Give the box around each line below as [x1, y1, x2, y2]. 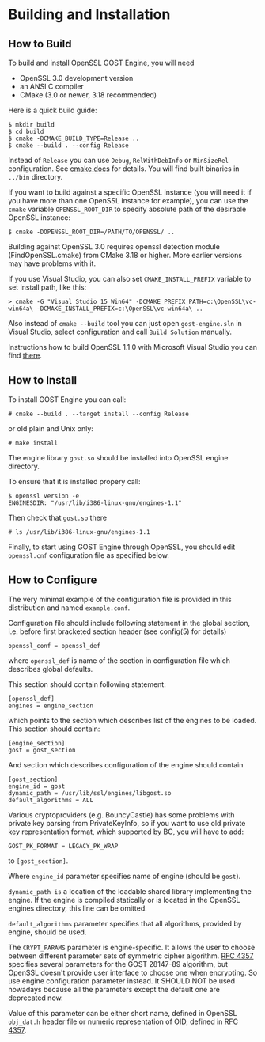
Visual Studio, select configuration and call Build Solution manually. [8, 327, 232, 336]
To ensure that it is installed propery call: [8, 476, 141, 486]
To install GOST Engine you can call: [8, 394, 127, 404]
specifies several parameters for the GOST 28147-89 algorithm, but [8, 959, 228, 968]
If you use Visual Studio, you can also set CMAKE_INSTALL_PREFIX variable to [8, 275, 252, 283]
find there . [8, 350, 42, 360]
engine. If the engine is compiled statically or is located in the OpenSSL [8, 895, 240, 904]
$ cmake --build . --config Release [8, 142, 129, 150]
